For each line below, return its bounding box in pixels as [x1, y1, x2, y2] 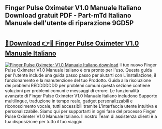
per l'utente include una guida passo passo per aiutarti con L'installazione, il [5, 72, 156, 78]
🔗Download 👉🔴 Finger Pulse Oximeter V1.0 [5, 39, 139, 48]
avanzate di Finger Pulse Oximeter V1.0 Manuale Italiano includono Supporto [5, 93, 158, 98]
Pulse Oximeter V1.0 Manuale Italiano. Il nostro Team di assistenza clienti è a [5, 113, 157, 119]
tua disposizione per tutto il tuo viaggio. [5, 119, 84, 124]
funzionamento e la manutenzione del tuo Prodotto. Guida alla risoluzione [5, 78, 151, 83]
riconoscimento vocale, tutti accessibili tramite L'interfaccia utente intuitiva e [5, 103, 158, 109]
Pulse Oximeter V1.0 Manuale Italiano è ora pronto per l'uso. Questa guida [5, 67, 152, 73]
